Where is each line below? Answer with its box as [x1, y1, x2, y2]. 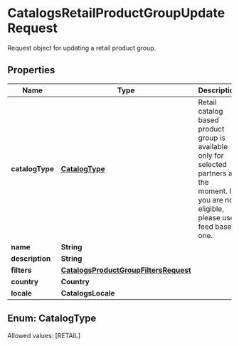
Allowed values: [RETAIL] [7, 331, 81, 340]
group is [198, 133, 225, 143]
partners [198, 168, 227, 178]
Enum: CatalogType [7, 313, 97, 325]
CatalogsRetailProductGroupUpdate [7, 5, 225, 21]
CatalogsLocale [60, 288, 115, 298]
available [198, 141, 228, 151]
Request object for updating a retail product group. [7, 43, 156, 52]
